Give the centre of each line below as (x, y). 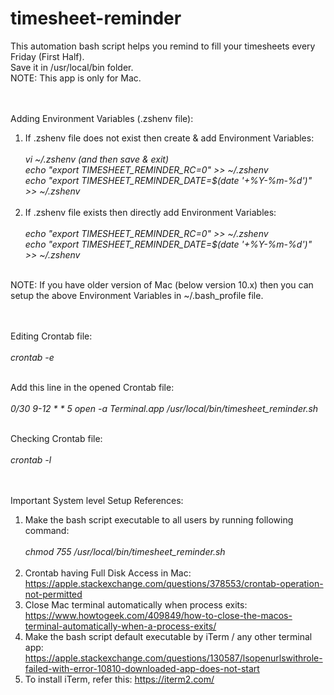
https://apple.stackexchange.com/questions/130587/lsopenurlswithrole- (173, 658)
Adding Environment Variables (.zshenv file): (102, 118)
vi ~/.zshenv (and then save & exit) (97, 159)
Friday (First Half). (47, 56)
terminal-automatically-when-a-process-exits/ (120, 626)
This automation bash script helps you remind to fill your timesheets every (163, 46)
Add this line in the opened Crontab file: (92, 387)
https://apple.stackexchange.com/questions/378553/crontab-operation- (174, 583)
